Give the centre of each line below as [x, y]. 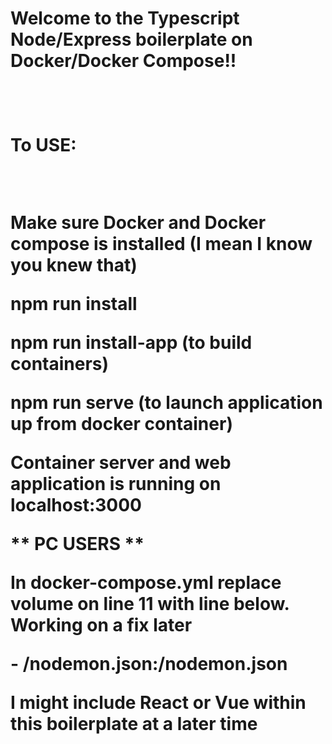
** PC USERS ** [77, 544]
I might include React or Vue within [158, 703]
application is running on [116, 484]
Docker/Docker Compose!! [123, 61]
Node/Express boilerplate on [131, 39]
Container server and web [121, 463]
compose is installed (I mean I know [161, 244]
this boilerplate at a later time [134, 724]
